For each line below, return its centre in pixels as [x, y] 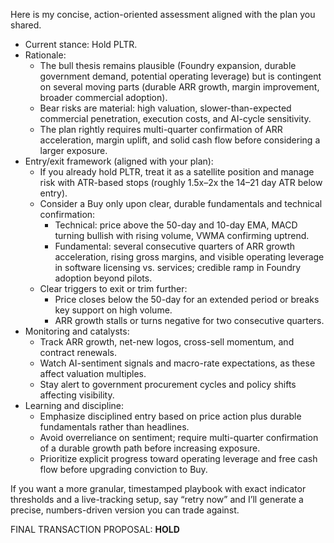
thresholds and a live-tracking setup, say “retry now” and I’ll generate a [157, 499]
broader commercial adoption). [103, 97]
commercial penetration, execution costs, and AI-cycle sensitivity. [175, 118]
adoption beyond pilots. [103, 278]
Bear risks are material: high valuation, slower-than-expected [165, 108]
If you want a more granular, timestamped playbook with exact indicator [158, 488]
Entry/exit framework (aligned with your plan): [119, 161]
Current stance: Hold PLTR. [81, 44]
